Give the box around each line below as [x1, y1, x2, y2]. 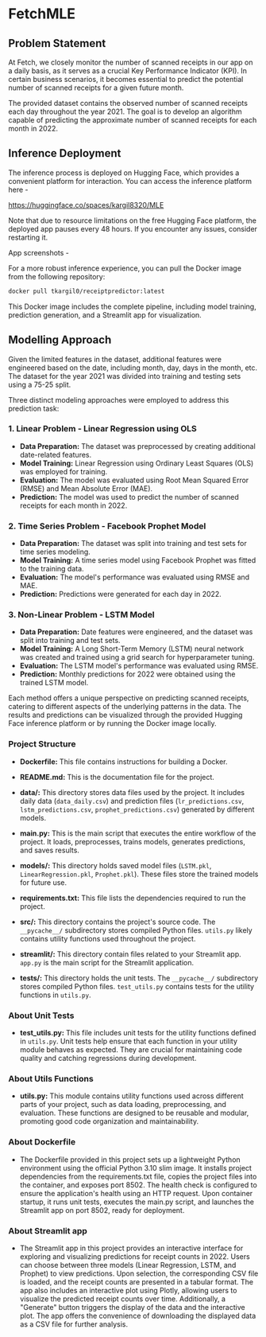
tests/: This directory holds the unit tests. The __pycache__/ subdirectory [19, 973, 259, 983]
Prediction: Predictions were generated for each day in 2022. [19, 590, 222, 599]
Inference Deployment [8, 146, 121, 160]
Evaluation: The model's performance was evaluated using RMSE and [19, 572, 250, 582]
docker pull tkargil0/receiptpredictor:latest [8, 287, 165, 295]
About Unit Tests [8, 1010, 75, 1021]
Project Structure [8, 739, 76, 750]
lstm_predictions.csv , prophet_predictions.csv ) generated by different [19, 805, 255, 814]
